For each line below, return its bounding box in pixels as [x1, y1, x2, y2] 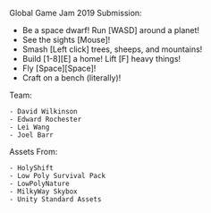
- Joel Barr [9, 131, 54, 140]
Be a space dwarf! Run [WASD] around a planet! [21, 25, 199, 35]
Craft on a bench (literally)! [21, 72, 122, 83]
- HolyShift [9, 164, 54, 173]
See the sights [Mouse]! [21, 35, 111, 45]
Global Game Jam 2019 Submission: [9, 8, 142, 18]
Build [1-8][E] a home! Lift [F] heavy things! [21, 54, 181, 64]
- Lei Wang [9, 123, 50, 132]
